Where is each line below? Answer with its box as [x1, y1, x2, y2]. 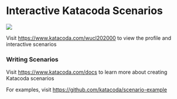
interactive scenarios [6, 40, 57, 47]
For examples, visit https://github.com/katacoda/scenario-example [6, 86, 167, 93]
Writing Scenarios [6, 55, 59, 63]
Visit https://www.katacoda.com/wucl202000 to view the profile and [6, 34, 172, 42]
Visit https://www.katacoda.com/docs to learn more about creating [6, 69, 168, 76]
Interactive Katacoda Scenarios [6, 4, 163, 18]
